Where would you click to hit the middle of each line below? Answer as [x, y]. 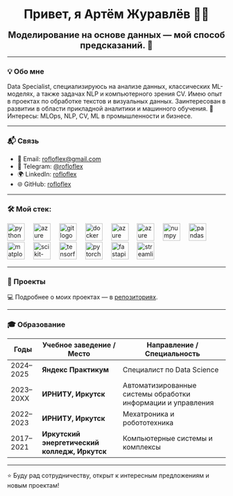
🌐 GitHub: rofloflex [44, 184]
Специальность [172, 354]
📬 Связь [23, 141]
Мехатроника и [148, 414]
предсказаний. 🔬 [116, 45]
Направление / [173, 345]
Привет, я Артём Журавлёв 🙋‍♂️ [116, 14]
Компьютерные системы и [167, 438]
